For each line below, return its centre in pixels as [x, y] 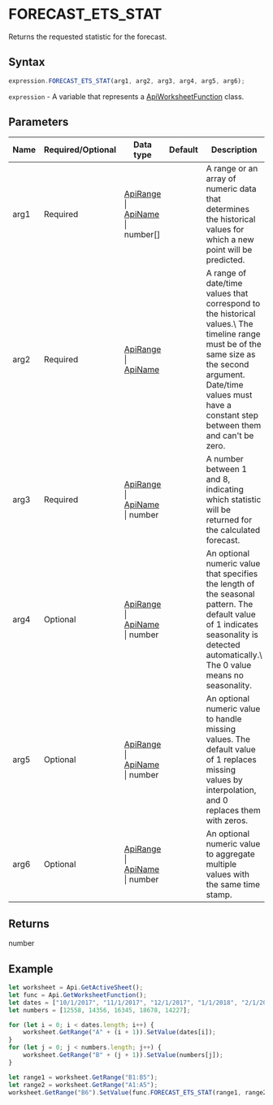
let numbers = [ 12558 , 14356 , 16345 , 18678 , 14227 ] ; [100, 1010]
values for [225, 230]
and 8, [218, 479]
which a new [230, 240]
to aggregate [231, 854]
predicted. [225, 260]
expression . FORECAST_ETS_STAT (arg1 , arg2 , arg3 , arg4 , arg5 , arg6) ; [127, 81]
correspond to [233, 304]
